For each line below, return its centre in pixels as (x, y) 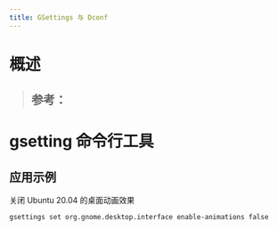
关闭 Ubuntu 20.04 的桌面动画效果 (72, 201)
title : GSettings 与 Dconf (59, 17)
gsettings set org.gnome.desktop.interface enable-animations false (139, 218)
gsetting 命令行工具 (82, 141)
